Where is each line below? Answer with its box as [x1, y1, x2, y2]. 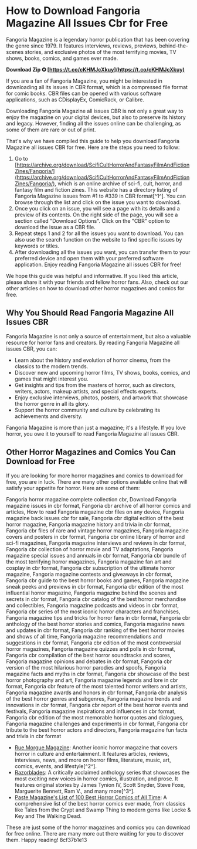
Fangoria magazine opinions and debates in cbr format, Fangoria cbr [6, 658, 172, 665]
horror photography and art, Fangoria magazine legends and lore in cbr [6, 676, 178, 684]
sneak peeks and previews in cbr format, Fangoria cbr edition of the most [6, 583, 184, 590]
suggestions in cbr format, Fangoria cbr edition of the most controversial [6, 639, 182, 646]
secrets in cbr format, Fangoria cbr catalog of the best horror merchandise [6, 595, 186, 602]
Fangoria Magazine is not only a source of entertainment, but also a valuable [6, 332, 191, 339]
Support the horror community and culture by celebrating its [14, 406, 160, 413]
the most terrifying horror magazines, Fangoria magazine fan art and [6, 558, 172, 565]
